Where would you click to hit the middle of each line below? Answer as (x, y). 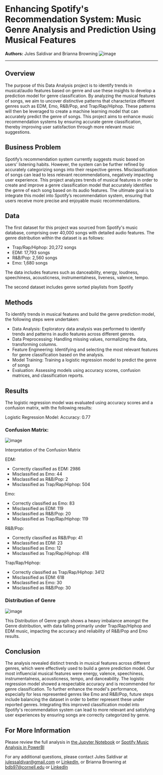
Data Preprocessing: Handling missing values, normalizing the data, (80, 339)
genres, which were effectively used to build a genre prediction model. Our (80, 668)
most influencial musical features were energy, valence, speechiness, (74, 673)
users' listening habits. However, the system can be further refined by (75, 164)
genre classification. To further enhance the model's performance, (72, 689)
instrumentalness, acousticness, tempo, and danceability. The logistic (75, 679)
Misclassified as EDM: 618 (38, 577)
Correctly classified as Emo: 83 (43, 503)
